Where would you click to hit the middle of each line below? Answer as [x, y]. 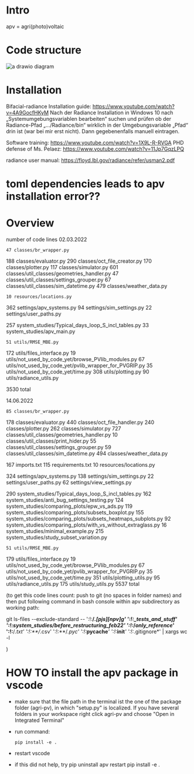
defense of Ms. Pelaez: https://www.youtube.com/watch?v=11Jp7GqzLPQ [95, 149]
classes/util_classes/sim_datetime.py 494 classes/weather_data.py [87, 453]
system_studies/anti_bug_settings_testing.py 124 [65, 500]
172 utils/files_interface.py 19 [41, 353]
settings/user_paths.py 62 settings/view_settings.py [69, 482]
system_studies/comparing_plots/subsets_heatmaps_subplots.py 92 [89, 518]
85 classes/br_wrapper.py [38, 411]
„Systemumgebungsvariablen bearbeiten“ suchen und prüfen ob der [89, 118]
